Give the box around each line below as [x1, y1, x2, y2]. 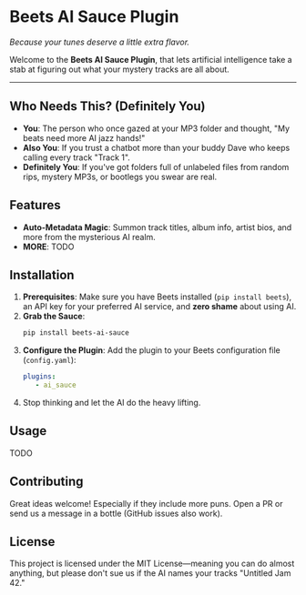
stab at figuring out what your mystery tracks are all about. [9, 64, 229, 75]
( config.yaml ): [22, 355, 76, 366]
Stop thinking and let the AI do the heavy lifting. [22, 398, 201, 408]
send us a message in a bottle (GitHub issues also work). [9, 508, 223, 519]
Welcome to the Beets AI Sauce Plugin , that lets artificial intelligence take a [9, 54, 293, 65]
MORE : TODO [22, 241, 75, 252]
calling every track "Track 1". [22, 152, 130, 163]
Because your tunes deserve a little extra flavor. [9, 36, 189, 47]
